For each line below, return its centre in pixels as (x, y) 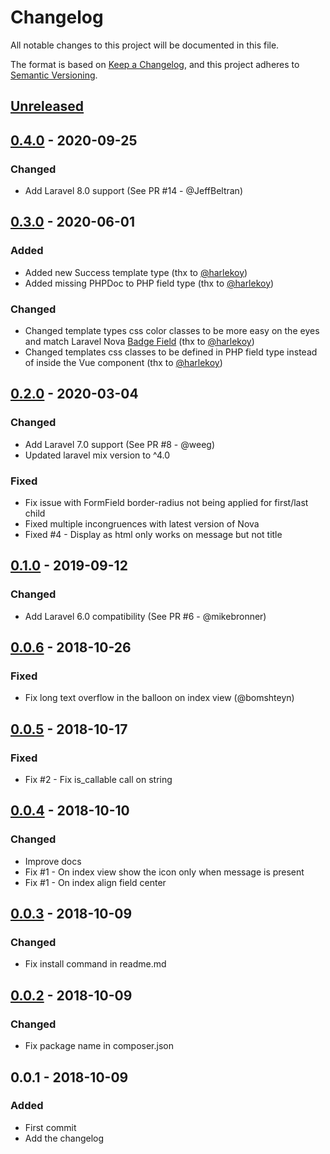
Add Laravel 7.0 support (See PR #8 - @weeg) (119, 444)
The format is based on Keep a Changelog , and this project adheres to (155, 64)
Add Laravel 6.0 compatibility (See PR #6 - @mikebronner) (145, 616)
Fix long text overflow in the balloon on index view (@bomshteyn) (159, 698)
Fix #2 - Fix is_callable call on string (98, 780)
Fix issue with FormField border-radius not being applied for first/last (166, 502)
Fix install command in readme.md (95, 964)
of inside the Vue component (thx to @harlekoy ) (123, 362)
